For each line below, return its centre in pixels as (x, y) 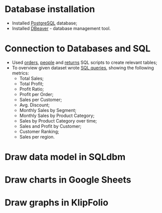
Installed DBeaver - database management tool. (61, 28)
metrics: (21, 73)
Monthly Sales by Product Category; (57, 115)
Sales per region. (37, 136)
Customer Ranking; (39, 131)
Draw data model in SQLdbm (65, 157)
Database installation (50, 9)
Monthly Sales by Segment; (48, 110)
